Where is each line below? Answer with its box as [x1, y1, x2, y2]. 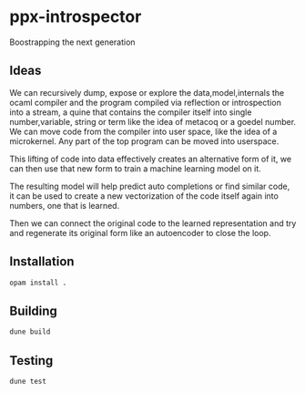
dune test [9, 377, 47, 386]
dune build [9, 327, 51, 336]
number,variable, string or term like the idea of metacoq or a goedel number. [9, 116, 297, 127]
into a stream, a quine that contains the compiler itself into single [9, 107, 252, 118]
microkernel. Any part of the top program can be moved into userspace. [9, 135, 280, 147]
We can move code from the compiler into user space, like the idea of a [9, 126, 278, 137]
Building [9, 303, 57, 318]
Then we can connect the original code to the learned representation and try [9, 217, 297, 229]
